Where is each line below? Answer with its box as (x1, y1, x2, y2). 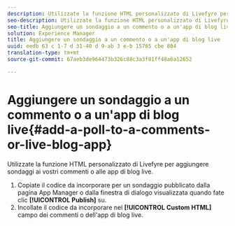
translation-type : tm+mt (7, 50, 80, 57)
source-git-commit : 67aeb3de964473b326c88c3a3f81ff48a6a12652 (7, 56, 192, 63)
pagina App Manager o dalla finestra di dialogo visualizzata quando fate (17, 188, 225, 197)
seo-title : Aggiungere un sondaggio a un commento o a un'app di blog (7, 23, 218, 30)
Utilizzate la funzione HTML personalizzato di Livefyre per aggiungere (7, 160, 209, 168)
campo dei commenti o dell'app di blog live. (17, 211, 143, 219)
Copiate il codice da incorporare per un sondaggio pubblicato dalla (17, 181, 211, 189)
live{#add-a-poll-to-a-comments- (7, 122, 211, 137)
